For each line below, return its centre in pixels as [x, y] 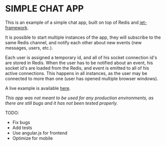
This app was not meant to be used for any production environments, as [80, 98]
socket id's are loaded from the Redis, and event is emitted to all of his [77, 68]
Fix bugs [21, 122]
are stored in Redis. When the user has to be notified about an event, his [79, 63]
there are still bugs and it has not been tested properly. [61, 103]
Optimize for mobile [33, 138]
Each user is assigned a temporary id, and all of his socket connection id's [81, 57]
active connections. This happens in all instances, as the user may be [76, 73]
